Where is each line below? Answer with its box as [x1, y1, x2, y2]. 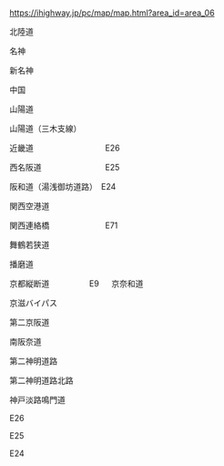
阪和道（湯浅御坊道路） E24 [9, 181, 117, 192]
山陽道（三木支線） [9, 122, 82, 134]
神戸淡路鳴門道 [9, 394, 66, 405]
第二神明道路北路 [9, 375, 74, 386]
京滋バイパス [9, 297, 57, 308]
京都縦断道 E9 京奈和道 [9, 277, 144, 289]
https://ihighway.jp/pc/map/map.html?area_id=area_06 [9, 7, 216, 18]
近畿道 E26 [9, 142, 120, 153]
